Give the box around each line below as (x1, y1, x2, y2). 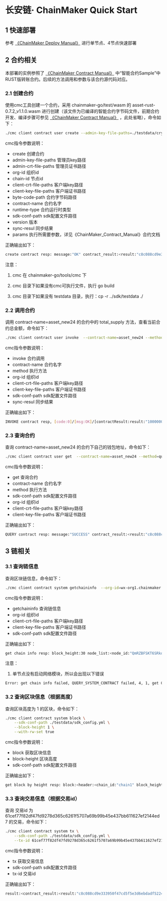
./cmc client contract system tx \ (5, 829, 79, 834)
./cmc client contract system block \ (5, 716, 85, 721)
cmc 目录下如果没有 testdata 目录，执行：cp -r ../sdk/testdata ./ (12, 293, 143, 299)
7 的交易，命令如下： (5, 819, 48, 825)
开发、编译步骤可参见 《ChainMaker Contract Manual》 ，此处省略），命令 (5, 115, 157, 121)
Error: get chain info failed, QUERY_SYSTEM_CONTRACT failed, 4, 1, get (5, 681, 159, 686)
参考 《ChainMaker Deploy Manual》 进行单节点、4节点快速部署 (5, 40, 137, 46)
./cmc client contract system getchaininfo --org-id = (5, 585, 121, 590)
